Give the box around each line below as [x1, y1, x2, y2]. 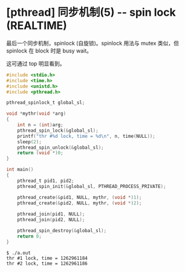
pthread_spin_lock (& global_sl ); [17, 128, 99, 134]
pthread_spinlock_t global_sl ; [6, 100, 85, 106]
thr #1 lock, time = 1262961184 [6, 255, 88, 261]
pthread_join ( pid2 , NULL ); [17, 217, 85, 223]
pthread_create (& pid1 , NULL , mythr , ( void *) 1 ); [17, 194, 142, 200]
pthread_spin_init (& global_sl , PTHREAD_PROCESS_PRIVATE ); [17, 183, 166, 189]
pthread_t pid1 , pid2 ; [17, 178, 74, 184]
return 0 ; [17, 233, 42, 239]
